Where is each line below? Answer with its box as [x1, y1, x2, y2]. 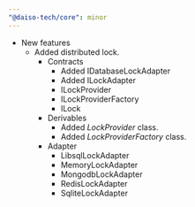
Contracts [47, 56, 84, 66]
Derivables [47, 112, 87, 123]
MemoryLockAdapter [60, 159, 139, 170]
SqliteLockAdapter [60, 188, 129, 198]
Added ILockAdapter [60, 74, 136, 85]
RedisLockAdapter [60, 178, 129, 188]
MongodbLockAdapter [60, 169, 143, 180]
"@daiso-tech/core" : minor [8, 12, 108, 22]
